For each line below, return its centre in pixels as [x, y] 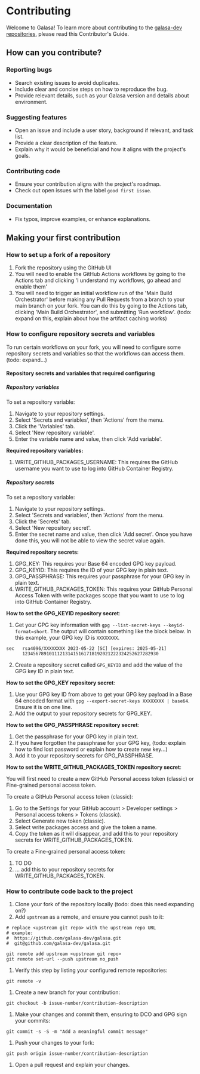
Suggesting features [37, 117]
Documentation [29, 206]
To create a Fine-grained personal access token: [66, 852]
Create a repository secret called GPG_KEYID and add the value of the [99, 665]
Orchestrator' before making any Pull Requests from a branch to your [100, 299]
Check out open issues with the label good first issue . [83, 191]
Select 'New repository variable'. [55, 433]
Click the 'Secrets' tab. [43, 521]
